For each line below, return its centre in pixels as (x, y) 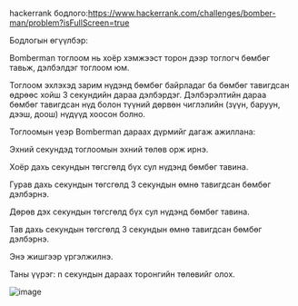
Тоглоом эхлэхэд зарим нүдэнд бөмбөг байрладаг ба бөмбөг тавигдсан (149, 85)
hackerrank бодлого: (49, 13)
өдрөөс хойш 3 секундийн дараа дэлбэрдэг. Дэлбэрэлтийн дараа (138, 95)
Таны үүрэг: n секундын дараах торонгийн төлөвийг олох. (123, 274)
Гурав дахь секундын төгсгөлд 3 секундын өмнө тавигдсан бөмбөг (140, 184)
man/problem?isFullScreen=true (70, 23)
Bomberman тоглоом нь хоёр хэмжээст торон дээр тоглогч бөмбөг (140, 58)
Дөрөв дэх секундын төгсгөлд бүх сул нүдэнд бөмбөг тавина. (129, 212)
